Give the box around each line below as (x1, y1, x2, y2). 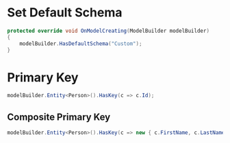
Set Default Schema (7, 5, 123, 21)
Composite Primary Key (7, 111, 111, 122)
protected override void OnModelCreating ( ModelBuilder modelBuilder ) (7, 27, 210, 34)
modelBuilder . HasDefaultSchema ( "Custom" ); (19, 40, 142, 47)
